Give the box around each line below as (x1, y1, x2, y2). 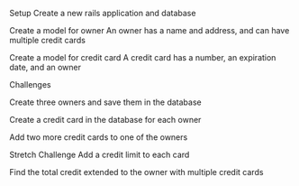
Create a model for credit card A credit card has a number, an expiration (9, 52, 276, 62)
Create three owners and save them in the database (9, 97, 202, 107)
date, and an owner (9, 62, 82, 72)
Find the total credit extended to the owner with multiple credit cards (9, 167, 264, 177)
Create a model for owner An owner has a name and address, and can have (9, 25, 290, 35)
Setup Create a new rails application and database (9, 8, 196, 18)
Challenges (9, 79, 51, 89)
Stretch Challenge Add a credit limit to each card (9, 149, 190, 160)
